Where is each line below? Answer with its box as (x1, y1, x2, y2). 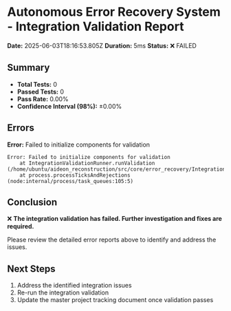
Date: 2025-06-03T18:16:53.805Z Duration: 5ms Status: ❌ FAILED (7, 41, 197, 50)
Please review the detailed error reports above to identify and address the (7, 235, 217, 244)
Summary (7, 62, 50, 74)
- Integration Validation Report (7, 19, 184, 34)
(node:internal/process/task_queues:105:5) (7, 178, 134, 184)
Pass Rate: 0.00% (16, 94, 69, 103)
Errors (7, 122, 34, 134)
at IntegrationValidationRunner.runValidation (19, 160, 155, 167)
